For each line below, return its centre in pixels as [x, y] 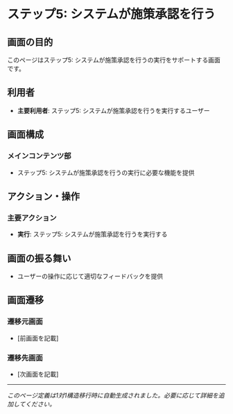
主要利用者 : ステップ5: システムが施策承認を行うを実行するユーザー [113, 110]
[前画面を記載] [38, 338]
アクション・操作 [43, 196]
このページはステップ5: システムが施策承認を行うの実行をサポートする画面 [114, 60]
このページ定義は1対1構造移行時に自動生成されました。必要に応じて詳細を [113, 395]
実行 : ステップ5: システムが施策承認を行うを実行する [92, 234]
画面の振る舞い [39, 258]
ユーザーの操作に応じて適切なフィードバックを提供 [90, 276]
